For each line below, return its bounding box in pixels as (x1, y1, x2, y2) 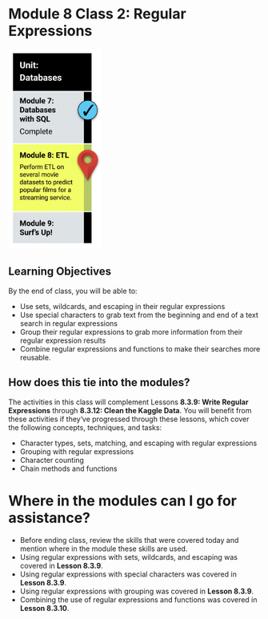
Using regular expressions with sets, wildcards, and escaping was (19, 552, 238, 561)
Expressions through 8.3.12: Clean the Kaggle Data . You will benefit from (8, 405, 252, 415)
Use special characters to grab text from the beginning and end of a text (19, 310, 258, 320)
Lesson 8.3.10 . (19, 603, 70, 613)
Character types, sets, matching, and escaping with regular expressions (19, 438, 258, 448)
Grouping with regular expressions (19, 446, 134, 456)
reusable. (19, 352, 51, 362)
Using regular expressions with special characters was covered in (19, 569, 238, 579)
